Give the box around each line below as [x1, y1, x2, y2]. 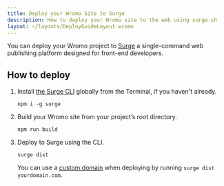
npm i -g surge [17, 101, 61, 107]
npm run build [17, 126, 58, 133]
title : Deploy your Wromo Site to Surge [7, 10, 125, 17]
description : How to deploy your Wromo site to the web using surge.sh [7, 17, 217, 23]
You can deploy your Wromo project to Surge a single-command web [7, 42, 204, 50]
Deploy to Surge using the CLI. [17, 138, 105, 147]
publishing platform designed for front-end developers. [7, 49, 164, 57]
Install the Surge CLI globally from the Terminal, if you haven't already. [17, 87, 217, 96]
